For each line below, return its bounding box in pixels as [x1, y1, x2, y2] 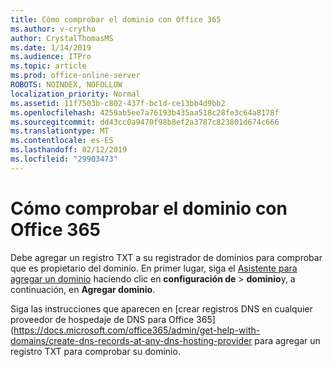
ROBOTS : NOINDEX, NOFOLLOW [10, 80, 123, 90]
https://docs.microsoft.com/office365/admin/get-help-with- [13, 324, 261, 336]
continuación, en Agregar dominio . [10, 283, 156, 295]
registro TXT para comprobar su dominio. [10, 345, 181, 357]
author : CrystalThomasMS [10, 33, 114, 43]
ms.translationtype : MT [10, 126, 110, 136]
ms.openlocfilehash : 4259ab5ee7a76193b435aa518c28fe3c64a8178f [10, 107, 280, 118]
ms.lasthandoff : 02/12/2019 [10, 145, 128, 155]
